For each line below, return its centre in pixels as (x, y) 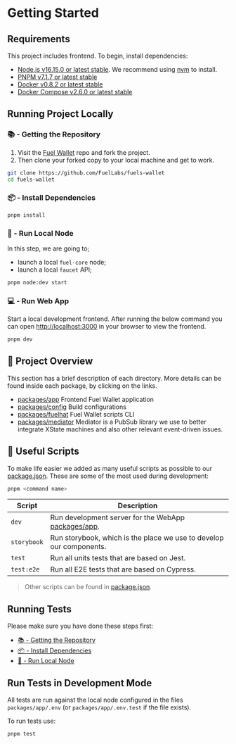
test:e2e (25, 569)
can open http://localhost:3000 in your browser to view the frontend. (107, 327)
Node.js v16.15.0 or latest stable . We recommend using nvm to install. (117, 69)
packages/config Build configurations (72, 407)
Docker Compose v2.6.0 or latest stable (75, 92)
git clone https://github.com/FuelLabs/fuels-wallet (86, 173)
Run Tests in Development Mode (80, 683)
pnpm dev (20, 339)
